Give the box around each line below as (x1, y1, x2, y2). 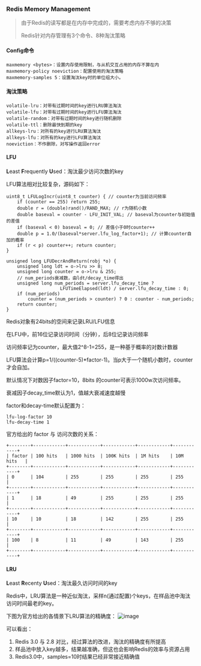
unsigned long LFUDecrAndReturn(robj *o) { (6, 258, 117, 264)
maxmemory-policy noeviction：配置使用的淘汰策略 (6, 68, 124, 74)
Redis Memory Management (6, 5, 91, 13)
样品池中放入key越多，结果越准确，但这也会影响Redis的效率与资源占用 (14, 646, 190, 653)
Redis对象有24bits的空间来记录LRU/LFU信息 (6, 318, 115, 325)
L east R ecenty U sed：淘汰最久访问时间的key (6, 580, 118, 587)
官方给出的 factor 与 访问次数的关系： (6, 430, 99, 437)
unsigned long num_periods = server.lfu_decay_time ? (17, 280, 154, 286)
